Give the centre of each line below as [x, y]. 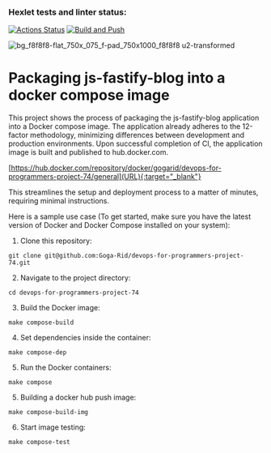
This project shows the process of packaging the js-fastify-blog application [134, 118]
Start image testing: [53, 427]
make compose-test [39, 442]
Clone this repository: [56, 241]
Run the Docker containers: [66, 368]
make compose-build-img [49, 412]
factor [18, 135]
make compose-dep [38, 353]
